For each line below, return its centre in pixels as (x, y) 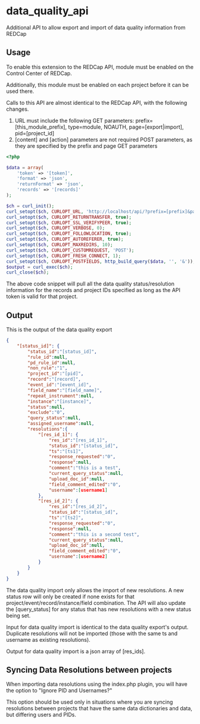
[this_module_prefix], (41, 127)
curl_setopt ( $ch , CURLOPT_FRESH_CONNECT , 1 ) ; (63, 256)
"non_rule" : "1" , (48, 368)
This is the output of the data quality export (59, 330)
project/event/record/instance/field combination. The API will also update (96, 602)
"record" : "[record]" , (54, 380)
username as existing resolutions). (48, 639)
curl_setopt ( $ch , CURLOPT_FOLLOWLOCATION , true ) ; (69, 234)
